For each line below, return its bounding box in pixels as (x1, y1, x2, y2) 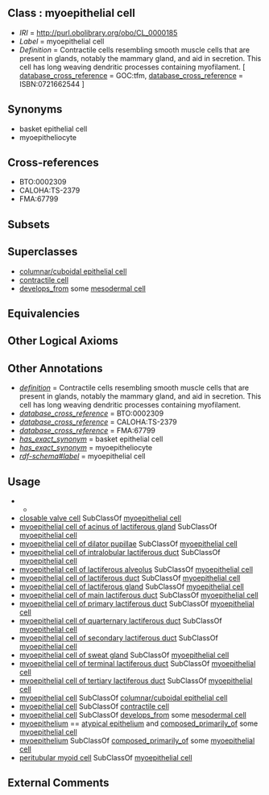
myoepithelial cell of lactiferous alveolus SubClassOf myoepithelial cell (19, 565, 254, 574)
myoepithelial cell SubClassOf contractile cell (19, 702, 170, 711)
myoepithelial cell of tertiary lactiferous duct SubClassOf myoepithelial (19, 676, 253, 685)
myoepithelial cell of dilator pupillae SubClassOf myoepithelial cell (19, 539, 238, 549)
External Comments (7, 776, 110, 790)
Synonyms (7, 102, 63, 116)
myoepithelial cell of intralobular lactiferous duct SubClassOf (19, 548, 221, 557)
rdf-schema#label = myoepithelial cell (19, 451, 146, 462)
